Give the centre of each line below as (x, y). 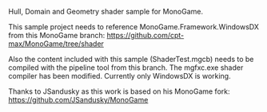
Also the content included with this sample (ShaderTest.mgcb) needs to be (131, 59)
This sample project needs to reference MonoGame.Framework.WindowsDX (134, 27)
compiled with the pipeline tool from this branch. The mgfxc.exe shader (126, 68)
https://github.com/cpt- (145, 35)
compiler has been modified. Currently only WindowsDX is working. (120, 76)
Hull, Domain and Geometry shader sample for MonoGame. (106, 12)
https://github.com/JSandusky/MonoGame (78, 100)
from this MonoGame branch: (57, 35)
